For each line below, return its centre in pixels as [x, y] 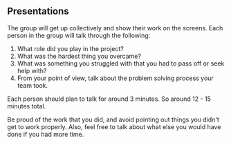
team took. [33, 85]
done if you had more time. [46, 134]
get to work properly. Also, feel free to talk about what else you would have [114, 126]
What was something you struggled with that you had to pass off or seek [121, 63]
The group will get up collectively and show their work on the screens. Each [115, 28]
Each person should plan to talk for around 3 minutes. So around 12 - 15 [109, 99]
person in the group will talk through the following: [79, 35]
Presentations [38, 11]
